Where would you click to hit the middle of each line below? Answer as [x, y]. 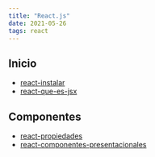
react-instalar [42, 83]
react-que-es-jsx [48, 91]
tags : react [28, 31]
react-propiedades [51, 136]
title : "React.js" [39, 16]
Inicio [23, 63]
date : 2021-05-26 [38, 23]
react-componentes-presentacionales [83, 145]
